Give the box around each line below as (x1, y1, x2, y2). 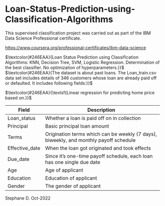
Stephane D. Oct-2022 (5, 195, 51, 201)
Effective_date (7, 144, 41, 151)
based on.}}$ (5, 94, 32, 101)
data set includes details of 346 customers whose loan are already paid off (5, 75, 157, 81)
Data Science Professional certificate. (5, 35, 82, 41)
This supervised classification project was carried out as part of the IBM (5, 30, 151, 36)
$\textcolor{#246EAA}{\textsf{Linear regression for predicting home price (5, 90, 155, 95)
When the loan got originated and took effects (45, 144, 151, 151)
